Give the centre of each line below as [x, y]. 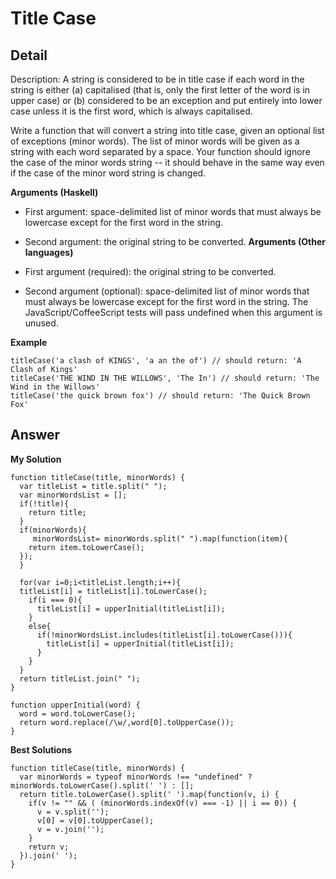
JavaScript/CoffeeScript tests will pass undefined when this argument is [173, 312]
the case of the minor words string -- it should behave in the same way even [167, 162]
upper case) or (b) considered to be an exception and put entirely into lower [166, 100]
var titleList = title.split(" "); [93, 486]
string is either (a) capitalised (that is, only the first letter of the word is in [160, 90]
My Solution [36, 459]
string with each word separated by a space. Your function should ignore [160, 151]
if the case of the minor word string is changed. [108, 173]
